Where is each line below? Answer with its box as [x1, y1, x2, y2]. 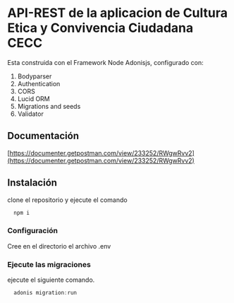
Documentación [7, 130, 80, 142]
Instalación [7, 177, 58, 189]
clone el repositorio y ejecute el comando [7, 196, 128, 204]
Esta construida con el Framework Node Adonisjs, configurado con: [7, 58, 204, 66]
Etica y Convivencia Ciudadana [7, 20, 194, 36]
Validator [17, 109, 44, 118]
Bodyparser [17, 72, 52, 81]
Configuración [7, 226, 58, 236]
